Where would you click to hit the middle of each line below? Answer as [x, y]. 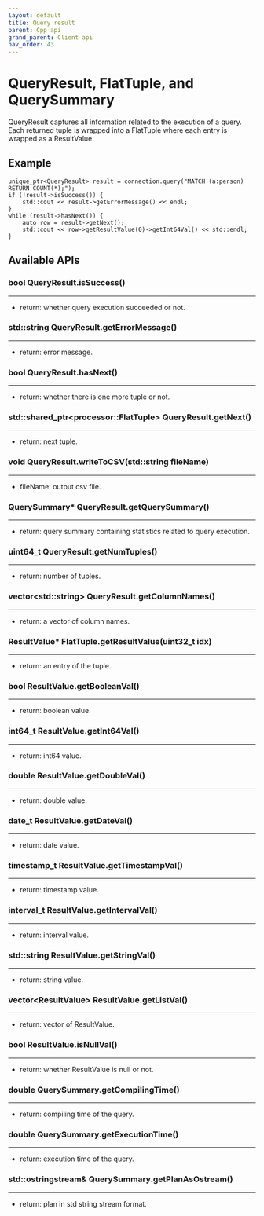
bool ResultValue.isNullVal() [63, 1045]
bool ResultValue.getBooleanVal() [74, 686]
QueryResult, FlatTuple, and [101, 84]
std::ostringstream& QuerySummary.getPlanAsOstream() [121, 1179]
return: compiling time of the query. [77, 1114]
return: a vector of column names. [75, 621]
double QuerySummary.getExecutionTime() [93, 1134]
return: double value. [53, 800]
